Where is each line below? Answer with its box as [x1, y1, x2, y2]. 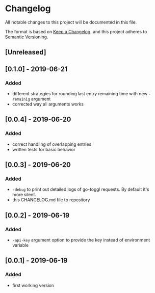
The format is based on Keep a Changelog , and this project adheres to [5, 28, 147, 34]
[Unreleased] [5, 48, 47, 56]
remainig [12, 97, 30, 102]
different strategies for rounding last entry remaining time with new [12, 91, 148, 97]
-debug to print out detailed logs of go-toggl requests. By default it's [12, 186, 150, 192]
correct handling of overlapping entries [12, 141, 92, 147]
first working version [12, 282, 54, 288]
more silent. [12, 192, 36, 198]
